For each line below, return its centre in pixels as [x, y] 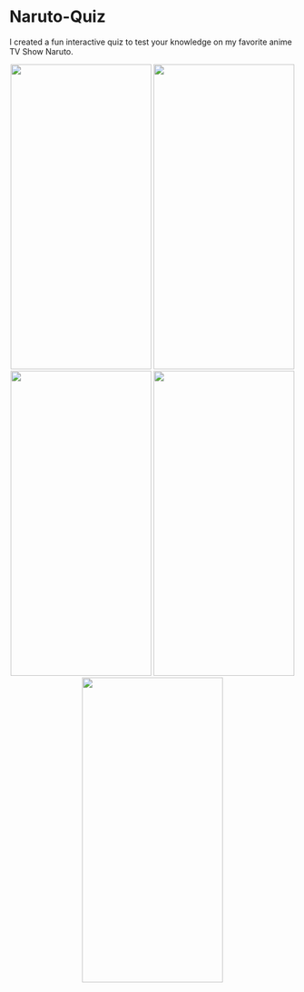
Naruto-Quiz [58, 17]
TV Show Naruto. [42, 51]
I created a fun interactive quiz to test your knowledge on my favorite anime [151, 42]
